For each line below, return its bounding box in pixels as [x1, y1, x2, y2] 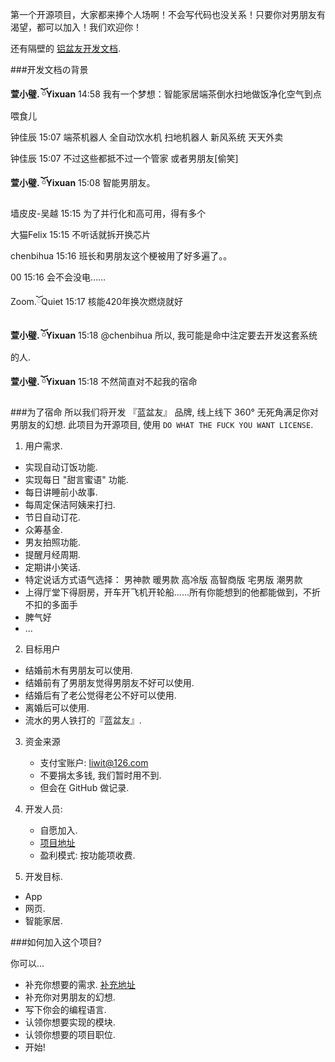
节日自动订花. [24, 511, 81, 523]
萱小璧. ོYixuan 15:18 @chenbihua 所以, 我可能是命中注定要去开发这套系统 [10, 329, 318, 341]
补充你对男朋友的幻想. [24, 991, 116, 1003]
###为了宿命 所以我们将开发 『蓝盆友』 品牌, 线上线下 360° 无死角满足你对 [10, 406, 319, 418]
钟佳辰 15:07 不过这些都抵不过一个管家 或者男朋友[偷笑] [10, 153, 239, 164]
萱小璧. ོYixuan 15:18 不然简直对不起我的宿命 [10, 376, 198, 387]
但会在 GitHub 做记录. [39, 782, 130, 793]
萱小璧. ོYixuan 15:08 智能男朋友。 [10, 177, 156, 188]
